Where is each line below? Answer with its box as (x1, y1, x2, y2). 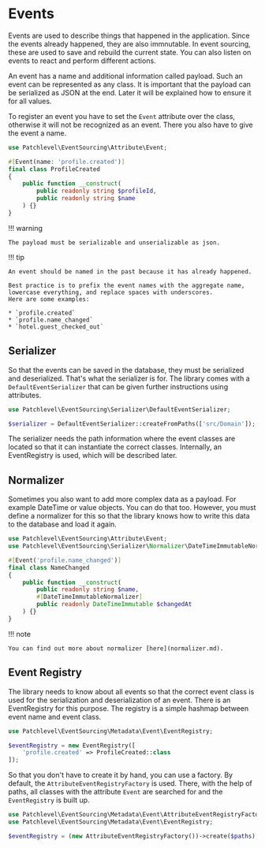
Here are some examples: (8, 295, 90, 303)
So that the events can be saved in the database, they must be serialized (8, 365, 244, 374)
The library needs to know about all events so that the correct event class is (8, 686, 255, 696)
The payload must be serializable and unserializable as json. (8, 238, 221, 247)
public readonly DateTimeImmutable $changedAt (36, 601, 192, 608)
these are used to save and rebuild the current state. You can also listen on (8, 47, 252, 57)
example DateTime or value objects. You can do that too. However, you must (8, 503, 256, 512)
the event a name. (8, 128, 67, 138)
